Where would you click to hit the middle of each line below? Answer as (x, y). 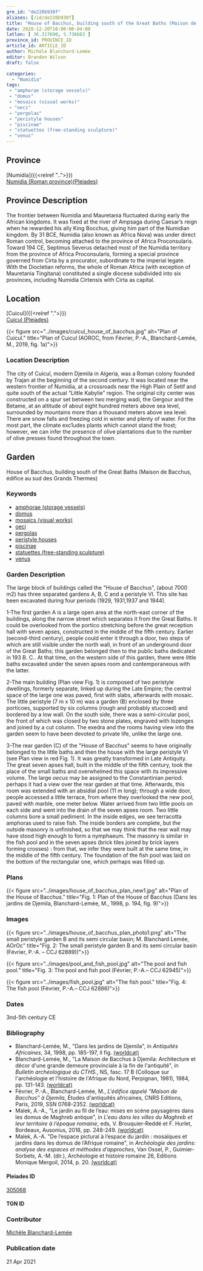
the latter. (18, 670)
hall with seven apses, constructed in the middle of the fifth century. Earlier (100, 632)
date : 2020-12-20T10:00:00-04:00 (48, 29)
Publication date (31, 1249)
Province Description (47, 201)
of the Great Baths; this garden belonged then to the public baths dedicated (101, 651)
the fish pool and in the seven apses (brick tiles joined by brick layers (93, 842)
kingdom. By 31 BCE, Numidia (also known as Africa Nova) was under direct (101, 234)
